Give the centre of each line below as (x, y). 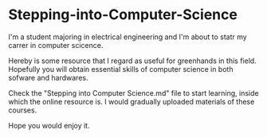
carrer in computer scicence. (56, 45)
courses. (23, 110)
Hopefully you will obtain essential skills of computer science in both (121, 69)
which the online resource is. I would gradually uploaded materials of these (132, 101)
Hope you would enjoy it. (49, 125)
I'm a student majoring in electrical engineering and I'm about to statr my (128, 37)
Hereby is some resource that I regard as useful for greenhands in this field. (132, 61)
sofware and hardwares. (48, 77)
